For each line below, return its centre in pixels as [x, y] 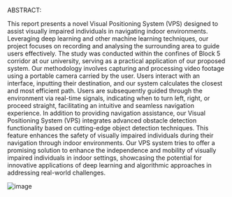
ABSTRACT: [24, 10]
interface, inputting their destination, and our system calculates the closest [115, 83]
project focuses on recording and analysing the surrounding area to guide [114, 46]
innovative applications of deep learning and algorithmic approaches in [109, 165]
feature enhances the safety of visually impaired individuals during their [110, 135]
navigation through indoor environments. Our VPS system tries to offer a [111, 143]
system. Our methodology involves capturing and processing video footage [116, 68]
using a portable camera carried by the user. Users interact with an [104, 76]
